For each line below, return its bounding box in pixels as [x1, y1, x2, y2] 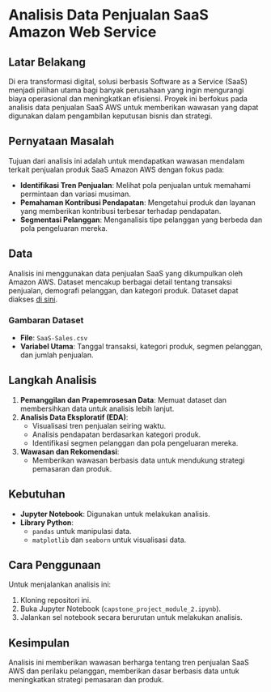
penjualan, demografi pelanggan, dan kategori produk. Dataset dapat [8, 285, 239, 295]
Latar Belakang [8, 55, 87, 69]
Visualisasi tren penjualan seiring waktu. [32, 421, 167, 430]
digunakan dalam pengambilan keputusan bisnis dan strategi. [8, 111, 213, 121]
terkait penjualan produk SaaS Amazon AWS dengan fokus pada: [8, 164, 225, 174]
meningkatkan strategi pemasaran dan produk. [8, 675, 164, 685]
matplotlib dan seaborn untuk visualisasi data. [32, 535, 187, 545]
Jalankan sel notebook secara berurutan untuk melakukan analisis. [19, 613, 243, 622]
